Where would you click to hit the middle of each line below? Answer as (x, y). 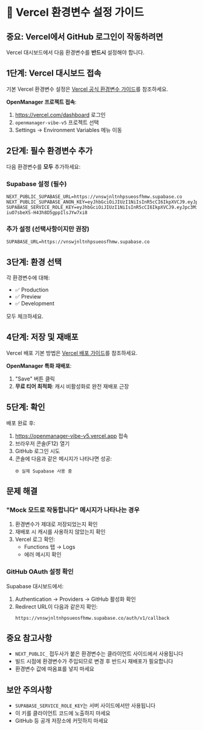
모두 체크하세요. (25, 316)
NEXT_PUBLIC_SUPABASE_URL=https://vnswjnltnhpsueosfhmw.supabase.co (94, 197)
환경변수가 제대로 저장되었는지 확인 (56, 524)
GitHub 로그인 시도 (37, 451)
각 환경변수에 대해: (28, 278)
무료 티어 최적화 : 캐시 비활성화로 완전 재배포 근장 (72, 386)
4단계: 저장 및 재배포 (42, 337)
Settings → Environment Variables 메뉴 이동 (69, 130)
